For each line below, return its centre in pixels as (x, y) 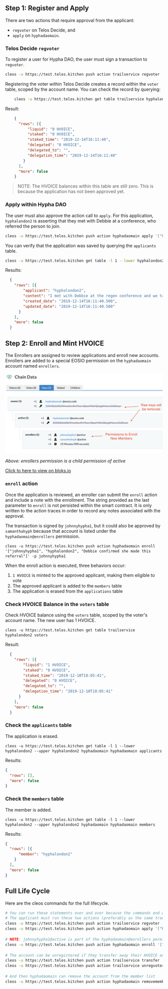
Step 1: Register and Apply (47, 8)
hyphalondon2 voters (27, 635)
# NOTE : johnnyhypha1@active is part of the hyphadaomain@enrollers (78, 939)
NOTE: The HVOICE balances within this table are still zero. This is (85, 186)
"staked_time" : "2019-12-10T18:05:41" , (65, 675)
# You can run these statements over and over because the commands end (82, 913)
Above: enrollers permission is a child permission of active (65, 461)
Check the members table (34, 799)
